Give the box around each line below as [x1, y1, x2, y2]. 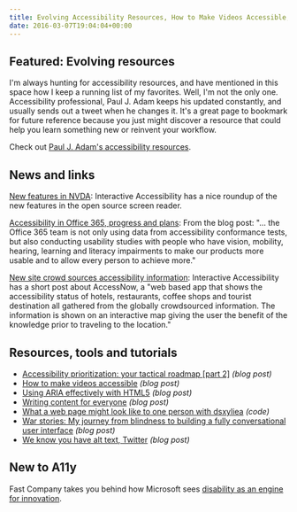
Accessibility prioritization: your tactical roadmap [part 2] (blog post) [21, 368, 272, 379]
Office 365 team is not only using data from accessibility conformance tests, [9, 227, 288, 237]
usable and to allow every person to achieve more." [9, 255, 196, 266]
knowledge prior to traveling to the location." [9, 320, 171, 330]
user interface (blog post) [21, 424, 116, 435]
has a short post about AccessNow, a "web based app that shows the [9, 282, 263, 292]
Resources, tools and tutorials [9, 345, 179, 360]
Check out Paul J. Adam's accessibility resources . [9, 142, 192, 152]
